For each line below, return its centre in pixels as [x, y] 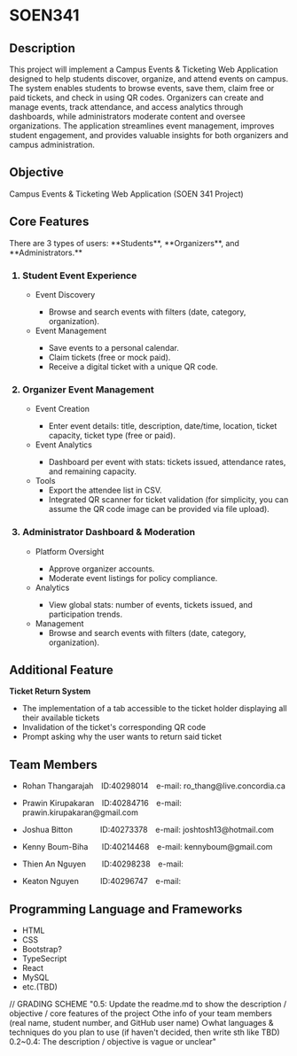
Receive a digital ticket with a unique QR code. [133, 366]
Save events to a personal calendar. [113, 347]
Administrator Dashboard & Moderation [109, 532]
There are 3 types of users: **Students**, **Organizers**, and [124, 243]
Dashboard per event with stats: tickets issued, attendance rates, [167, 462]
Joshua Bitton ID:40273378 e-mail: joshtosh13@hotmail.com [148, 830]
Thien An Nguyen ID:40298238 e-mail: [103, 864]
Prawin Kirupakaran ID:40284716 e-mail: [102, 804]
